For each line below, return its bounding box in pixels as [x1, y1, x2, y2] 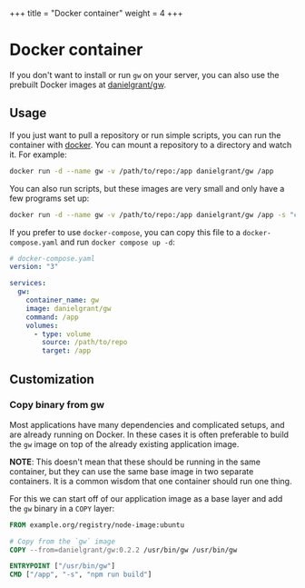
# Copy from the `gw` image [9, 536, 116, 546]
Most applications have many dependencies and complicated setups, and [9, 419, 285, 430]
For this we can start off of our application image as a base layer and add [9, 493, 283, 503]
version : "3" [9, 263, 59, 272]
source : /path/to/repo [42, 338, 128, 347]
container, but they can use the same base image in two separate [9, 465, 254, 476]
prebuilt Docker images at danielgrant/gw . [9, 79, 166, 90]
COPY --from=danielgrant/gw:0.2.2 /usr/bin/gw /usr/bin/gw [9, 545, 238, 554]
